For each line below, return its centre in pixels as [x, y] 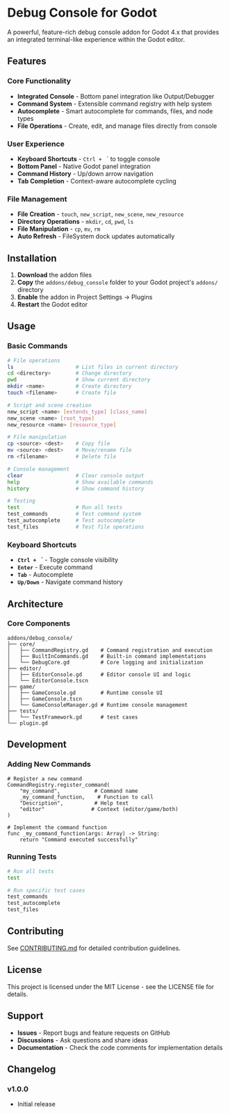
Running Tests [32, 857]
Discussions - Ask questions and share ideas [82, 1040]
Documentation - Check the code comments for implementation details [120, 1047]
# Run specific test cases [46, 890]
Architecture [35, 604]
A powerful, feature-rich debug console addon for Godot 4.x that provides [113, 32]
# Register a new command [44, 779]
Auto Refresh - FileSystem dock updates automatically [96, 236]
